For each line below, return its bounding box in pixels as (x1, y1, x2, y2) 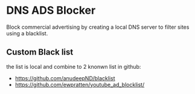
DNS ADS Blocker (6, 4, 96, 17)
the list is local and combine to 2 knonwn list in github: (6, 63, 141, 70)
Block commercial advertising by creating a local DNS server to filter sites (6, 23, 190, 31)
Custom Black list (6, 47, 74, 57)
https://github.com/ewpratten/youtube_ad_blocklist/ (14, 81, 145, 88)
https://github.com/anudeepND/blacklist (14, 74, 116, 81)
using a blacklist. (6, 29, 48, 37)
